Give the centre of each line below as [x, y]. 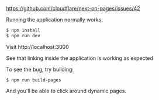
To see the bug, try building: [40, 69]
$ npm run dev [23, 35]
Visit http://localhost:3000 [37, 47]
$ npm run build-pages [34, 80]
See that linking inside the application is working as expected [80, 58]
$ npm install [23, 30]
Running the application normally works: [55, 19]
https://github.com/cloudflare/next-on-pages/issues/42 [73, 8]
